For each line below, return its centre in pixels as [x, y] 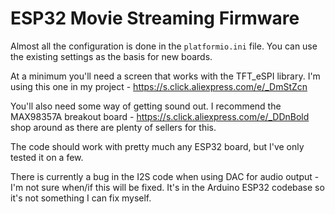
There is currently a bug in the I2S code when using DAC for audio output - [165, 176]
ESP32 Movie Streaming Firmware [155, 18]
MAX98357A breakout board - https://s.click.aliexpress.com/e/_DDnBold [160, 116]
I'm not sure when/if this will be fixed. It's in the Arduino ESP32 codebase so [167, 187]
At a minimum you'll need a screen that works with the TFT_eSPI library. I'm [165, 76]
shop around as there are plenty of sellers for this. [113, 127]
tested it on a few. [47, 157]
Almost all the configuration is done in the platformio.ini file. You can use [164, 46]
